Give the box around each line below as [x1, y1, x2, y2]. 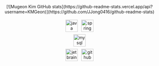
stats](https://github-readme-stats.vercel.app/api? [52, 4, 153, 9]
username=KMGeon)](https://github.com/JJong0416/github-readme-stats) [4, 9, 155, 15]
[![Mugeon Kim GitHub [6, 4, 51, 9]
